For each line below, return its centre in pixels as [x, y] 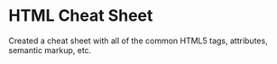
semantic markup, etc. [50, 50]
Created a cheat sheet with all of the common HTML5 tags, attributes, [138, 41]
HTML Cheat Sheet [81, 16]
